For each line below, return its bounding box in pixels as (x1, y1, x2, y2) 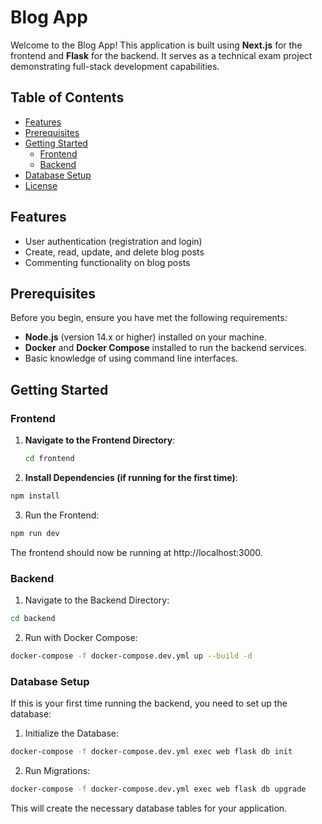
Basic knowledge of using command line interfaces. (24, 352, 239, 365)
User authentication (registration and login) (24, 235, 203, 247)
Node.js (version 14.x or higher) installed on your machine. (24, 331, 267, 343)
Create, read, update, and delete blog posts (24, 246, 205, 258)
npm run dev (10, 528, 60, 538)
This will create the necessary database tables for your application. (10, 802, 288, 814)
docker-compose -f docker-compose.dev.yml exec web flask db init (10, 747, 293, 757)
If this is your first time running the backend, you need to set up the (10, 697, 288, 710)
